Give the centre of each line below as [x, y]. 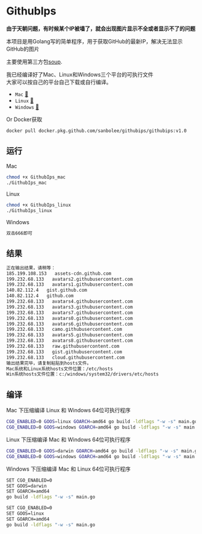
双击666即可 [20, 233]
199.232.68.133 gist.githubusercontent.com [64, 352]
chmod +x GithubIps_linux [38, 205]
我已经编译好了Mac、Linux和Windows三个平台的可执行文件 [80, 74]
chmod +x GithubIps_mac [36, 177]
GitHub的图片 [23, 49]
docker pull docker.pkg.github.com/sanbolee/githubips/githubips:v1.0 [96, 131]
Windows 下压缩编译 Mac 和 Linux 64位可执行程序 [69, 469]
